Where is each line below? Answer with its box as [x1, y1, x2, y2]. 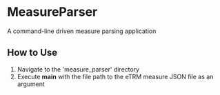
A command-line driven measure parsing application [7, 27, 157, 35]
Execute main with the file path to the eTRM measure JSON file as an [17, 72, 214, 81]
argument [17, 80, 45, 88]
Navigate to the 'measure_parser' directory [17, 65, 140, 73]
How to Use [7, 47, 58, 59]
